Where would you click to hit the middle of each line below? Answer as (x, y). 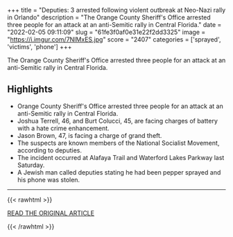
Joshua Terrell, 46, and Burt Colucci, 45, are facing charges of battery (118, 121)
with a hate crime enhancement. (63, 128)
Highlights (30, 89)
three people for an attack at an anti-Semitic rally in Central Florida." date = (114, 25)
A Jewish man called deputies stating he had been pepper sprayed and (119, 172)
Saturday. (31, 165)
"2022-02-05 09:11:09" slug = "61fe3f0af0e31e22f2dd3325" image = (106, 32)
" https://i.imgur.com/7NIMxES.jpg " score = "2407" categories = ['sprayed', (114, 39)
